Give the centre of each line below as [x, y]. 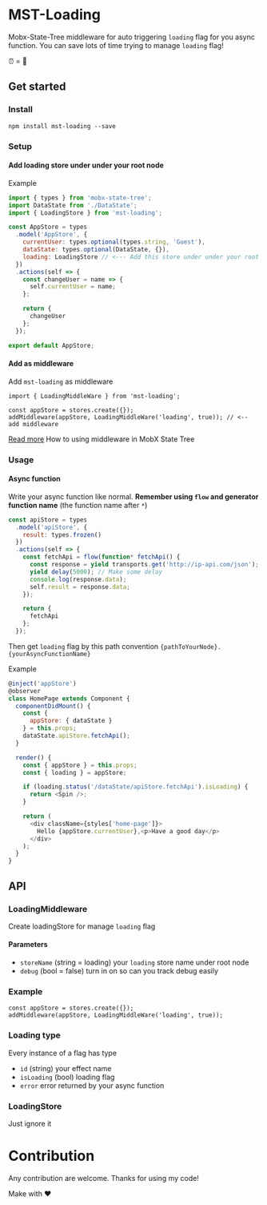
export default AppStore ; [51, 345]
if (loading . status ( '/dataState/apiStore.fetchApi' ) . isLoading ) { [135, 787]
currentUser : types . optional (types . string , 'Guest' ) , [114, 242]
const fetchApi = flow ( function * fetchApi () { [102, 557]
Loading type [35, 1035]
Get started [37, 87]
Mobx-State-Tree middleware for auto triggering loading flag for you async [132, 37]
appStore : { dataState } [71, 721]
